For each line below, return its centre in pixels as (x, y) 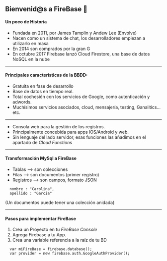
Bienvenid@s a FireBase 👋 (46, 9)
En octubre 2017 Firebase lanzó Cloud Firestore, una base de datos (81, 54)
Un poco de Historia (26, 22)
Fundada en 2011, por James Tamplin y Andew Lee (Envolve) (75, 33)
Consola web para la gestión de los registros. (59, 126)
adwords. (22, 102)
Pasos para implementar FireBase (41, 218)
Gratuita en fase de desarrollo (43, 86)
